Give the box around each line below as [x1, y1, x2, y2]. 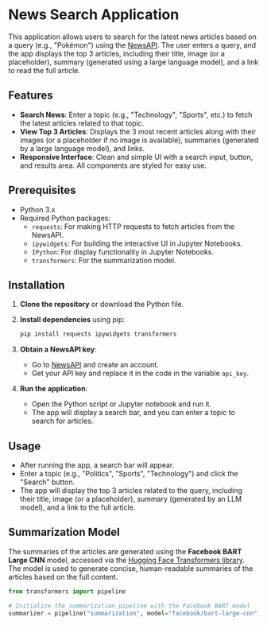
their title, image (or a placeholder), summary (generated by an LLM [19, 495, 242, 504]
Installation [8, 278, 65, 292]
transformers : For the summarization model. [31, 255, 176, 265]
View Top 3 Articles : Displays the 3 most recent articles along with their [19, 126, 257, 136]
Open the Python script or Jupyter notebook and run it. [31, 399, 212, 409]
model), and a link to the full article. [19, 503, 136, 512]
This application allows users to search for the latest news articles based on [8, 32, 257, 41]
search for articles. [31, 416, 94, 426]
